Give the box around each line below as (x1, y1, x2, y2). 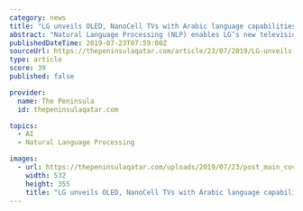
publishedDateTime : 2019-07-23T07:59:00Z (9, 38, 168, 48)
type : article (9, 55, 63, 64)
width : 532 (25, 170, 67, 180)
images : (9, 154, 39, 163)
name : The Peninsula (17, 96, 95, 105)
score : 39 (9, 64, 47, 73)
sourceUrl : (9, 47, 50, 56)
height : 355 (25, 179, 70, 188)
